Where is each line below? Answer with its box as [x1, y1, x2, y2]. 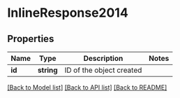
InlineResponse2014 [7, 5, 129, 21]
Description [83, 54, 123, 63]
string [37, 65, 58, 75]
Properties [7, 33, 54, 45]
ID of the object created [64, 65, 142, 75]
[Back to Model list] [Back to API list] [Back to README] [7, 83, 167, 92]
